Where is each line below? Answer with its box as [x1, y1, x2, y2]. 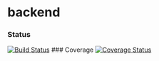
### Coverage [51, 45, 94, 54]
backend [7, 4, 61, 21]
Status [7, 30, 31, 40]
